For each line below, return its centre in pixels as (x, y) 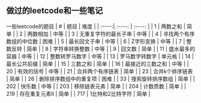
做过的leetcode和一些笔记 (55, 11)
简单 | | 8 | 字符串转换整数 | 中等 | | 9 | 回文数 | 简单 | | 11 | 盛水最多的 (111, 49)
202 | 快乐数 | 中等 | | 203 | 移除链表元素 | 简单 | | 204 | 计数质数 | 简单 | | (96, 86)
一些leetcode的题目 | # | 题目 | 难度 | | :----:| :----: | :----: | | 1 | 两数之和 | (96, 26)
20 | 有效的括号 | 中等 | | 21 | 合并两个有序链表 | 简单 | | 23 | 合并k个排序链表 (100, 71)
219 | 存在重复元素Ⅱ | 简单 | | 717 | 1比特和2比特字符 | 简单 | (79, 93)
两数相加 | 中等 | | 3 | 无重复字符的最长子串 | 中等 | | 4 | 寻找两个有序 (111, 34)
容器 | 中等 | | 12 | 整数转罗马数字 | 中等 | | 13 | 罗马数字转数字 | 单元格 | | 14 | (100, 56)
